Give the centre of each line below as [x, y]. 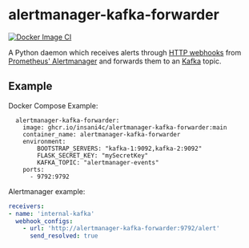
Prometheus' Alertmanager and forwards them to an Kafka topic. [115, 61]
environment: [44, 141]
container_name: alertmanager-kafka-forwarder [102, 134]
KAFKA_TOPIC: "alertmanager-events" [98, 162]
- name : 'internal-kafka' [51, 213]
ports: [34, 169]
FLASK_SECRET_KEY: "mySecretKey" [93, 155]
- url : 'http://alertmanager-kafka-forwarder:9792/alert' [121, 229]
